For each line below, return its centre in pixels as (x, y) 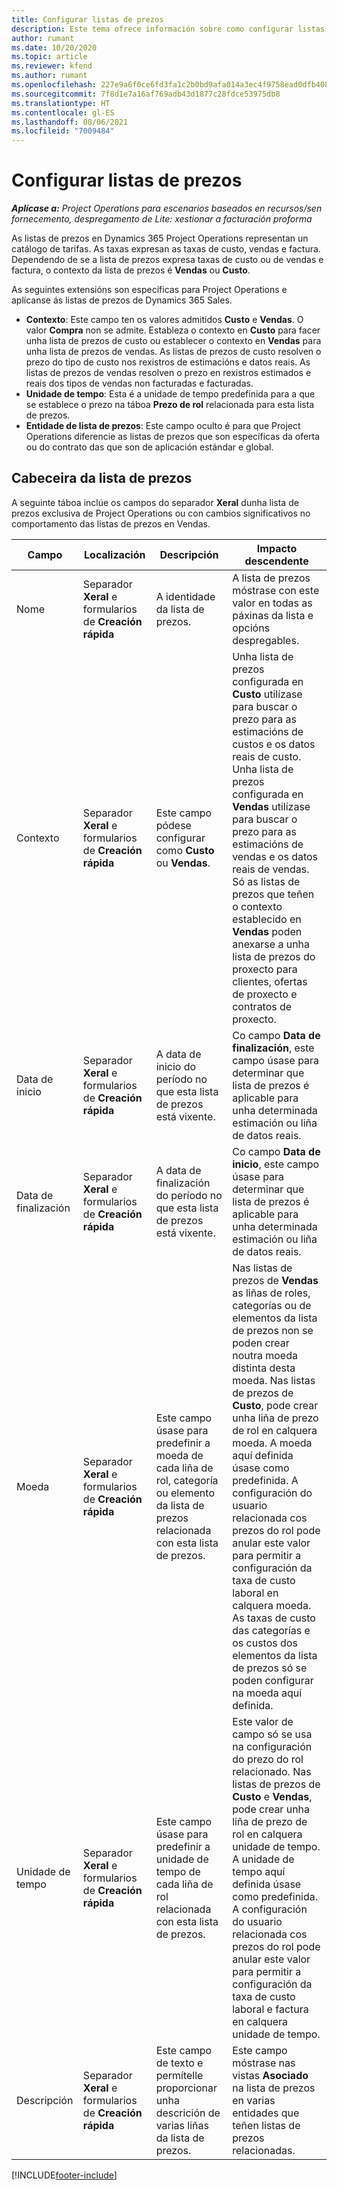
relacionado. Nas (272, 1771)
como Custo (185, 850)
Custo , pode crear (275, 1405)
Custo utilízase (267, 694)
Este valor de (263, 1721)
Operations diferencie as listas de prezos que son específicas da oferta (173, 437)
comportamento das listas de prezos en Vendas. (111, 523)
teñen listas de (266, 2125)
